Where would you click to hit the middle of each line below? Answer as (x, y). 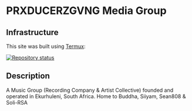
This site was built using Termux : (46, 46)
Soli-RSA (17, 102)
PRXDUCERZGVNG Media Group (86, 11)
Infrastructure (32, 32)
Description (28, 76)
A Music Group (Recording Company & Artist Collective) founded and (90, 90)
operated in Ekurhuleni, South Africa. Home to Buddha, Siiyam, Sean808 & (96, 96)
